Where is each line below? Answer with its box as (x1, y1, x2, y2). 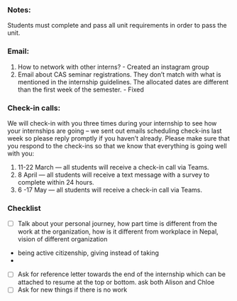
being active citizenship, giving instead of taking (17, 248, 160, 257)
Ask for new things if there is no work (17, 285, 128, 294)
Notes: (7, 5, 31, 15)
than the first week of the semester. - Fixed (17, 85, 144, 94)
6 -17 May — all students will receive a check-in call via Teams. (17, 185, 202, 194)
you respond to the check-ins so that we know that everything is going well (7, 141, 227, 150)
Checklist (7, 203, 41, 213)
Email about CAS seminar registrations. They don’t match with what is (17, 70, 221, 79)
